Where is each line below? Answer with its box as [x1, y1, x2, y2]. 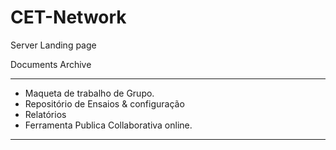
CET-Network [10, 6, 127, 29]
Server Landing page [10, 39, 97, 51]
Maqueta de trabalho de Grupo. [24, 87, 155, 99]
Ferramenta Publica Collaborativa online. [24, 119, 193, 131]
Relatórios [24, 108, 67, 120]
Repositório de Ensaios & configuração [24, 97, 185, 110]
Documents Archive [10, 58, 92, 70]
